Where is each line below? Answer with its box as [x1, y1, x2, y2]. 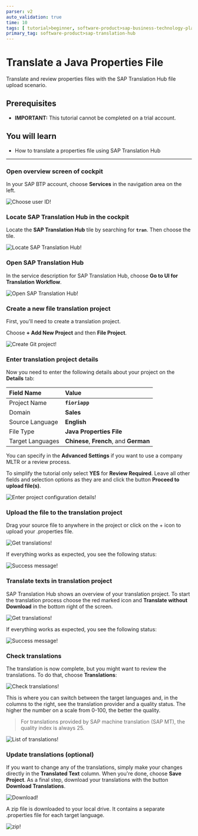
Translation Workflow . [6, 278, 62, 286]
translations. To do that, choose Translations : [6, 672, 117, 679]
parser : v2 [6, 8, 33, 15]
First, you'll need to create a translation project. [6, 317, 121, 324]
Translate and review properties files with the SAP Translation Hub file [6, 75, 176, 82]
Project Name [9, 399, 47, 407]
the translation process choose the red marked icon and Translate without [6, 596, 187, 603]
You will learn [6, 131, 57, 141]
